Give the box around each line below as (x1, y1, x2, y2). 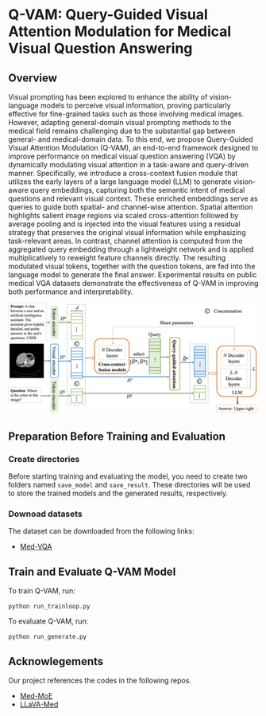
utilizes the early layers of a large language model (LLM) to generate (8, 177, 232, 186)
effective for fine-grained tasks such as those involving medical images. (8, 109, 245, 119)
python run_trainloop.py (8, 603, 91, 611)
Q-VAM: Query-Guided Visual (8, 6, 208, 24)
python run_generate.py (8, 633, 87, 641)
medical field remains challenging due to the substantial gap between (8, 126, 236, 135)
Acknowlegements (8, 655, 104, 668)
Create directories (8, 453, 80, 464)
